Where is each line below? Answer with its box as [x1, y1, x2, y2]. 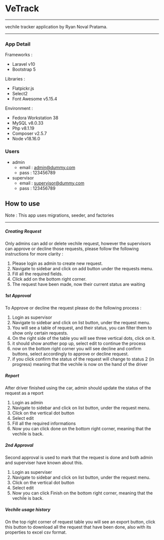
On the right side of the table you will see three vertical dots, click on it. [12, 335, 156, 341]
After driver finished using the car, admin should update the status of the [5, 385, 151, 391]
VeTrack [5, 3, 39, 14]
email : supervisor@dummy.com [19, 180, 84, 186]
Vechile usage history [5, 506, 51, 513]
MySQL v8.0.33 [12, 120, 44, 126]
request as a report [5, 390, 44, 396]
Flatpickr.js [12, 85, 34, 91]
